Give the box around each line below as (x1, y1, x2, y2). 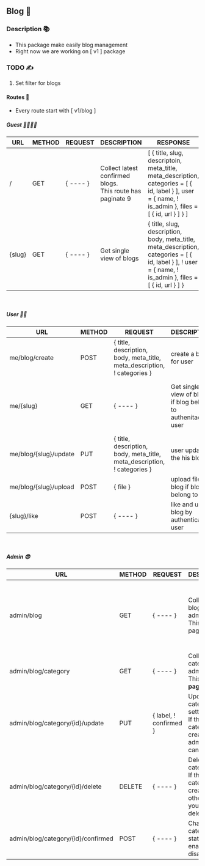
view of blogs (100, 254, 139, 263)
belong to (170, 490, 198, 499)
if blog (170, 398, 189, 407)
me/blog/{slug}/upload (9, 483, 74, 491)
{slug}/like (9, 512, 38, 520)
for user (170, 357, 193, 366)
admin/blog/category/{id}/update (9, 719, 104, 728)
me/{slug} (9, 402, 38, 410)
